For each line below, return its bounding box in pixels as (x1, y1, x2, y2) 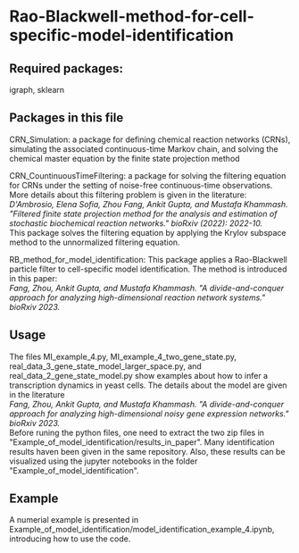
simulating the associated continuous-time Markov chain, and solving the (9, 143, 278, 154)
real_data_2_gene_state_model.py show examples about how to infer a (9, 370, 269, 381)
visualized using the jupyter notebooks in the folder (9, 456, 198, 466)
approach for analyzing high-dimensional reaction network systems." (9, 292, 266, 303)
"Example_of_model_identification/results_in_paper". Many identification (9, 436, 275, 448)
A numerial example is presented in (9, 515, 139, 525)
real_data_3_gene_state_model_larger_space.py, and (9, 360, 203, 372)
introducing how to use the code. (9, 533, 131, 544)
